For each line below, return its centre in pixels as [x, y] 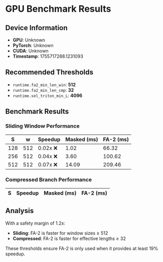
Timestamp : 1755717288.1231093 [48, 56]
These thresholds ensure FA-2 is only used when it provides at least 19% [82, 248]
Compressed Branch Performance [49, 180]
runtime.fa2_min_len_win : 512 [44, 84]
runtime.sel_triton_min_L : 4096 [48, 96]
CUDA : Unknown [30, 51]
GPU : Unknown [29, 40]
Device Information [37, 28]
